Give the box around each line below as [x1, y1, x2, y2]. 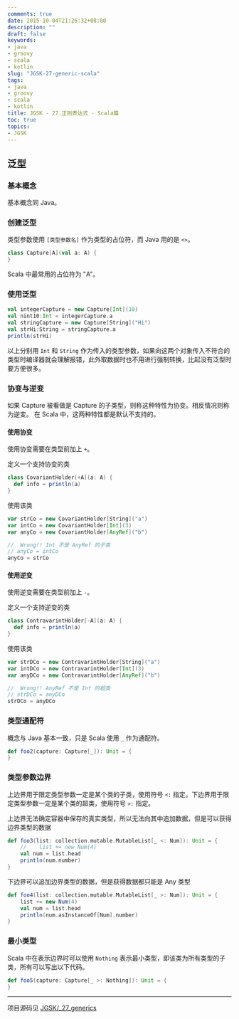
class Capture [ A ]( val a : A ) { [7, 250, 97, 257]
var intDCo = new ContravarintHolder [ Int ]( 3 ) [7, 665, 144, 672]
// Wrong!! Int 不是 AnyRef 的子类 [7, 542, 111, 549]
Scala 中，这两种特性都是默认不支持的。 [41, 410, 160, 418]
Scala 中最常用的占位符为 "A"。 [7, 270, 100, 278]
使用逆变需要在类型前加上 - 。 [7, 588, 94, 596]
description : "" [7, 23, 55, 31]
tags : [7, 76, 23, 84]
